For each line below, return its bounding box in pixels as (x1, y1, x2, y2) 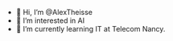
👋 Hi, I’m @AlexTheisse (15, 8, 93, 17)
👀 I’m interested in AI (15, 16, 85, 25)
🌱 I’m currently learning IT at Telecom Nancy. (15, 24, 166, 33)
